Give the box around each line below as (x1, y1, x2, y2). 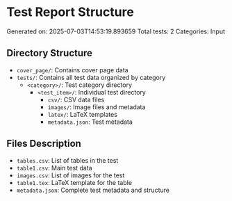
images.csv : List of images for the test (16, 171, 125, 179)
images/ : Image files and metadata (47, 102, 146, 111)
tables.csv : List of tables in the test (16, 156, 119, 164)
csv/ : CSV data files (47, 95, 105, 104)
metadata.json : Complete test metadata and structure (16, 186, 169, 194)
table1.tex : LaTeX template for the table (16, 178, 133, 186)
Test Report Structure (6, 4, 135, 20)
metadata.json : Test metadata (47, 118, 133, 126)
